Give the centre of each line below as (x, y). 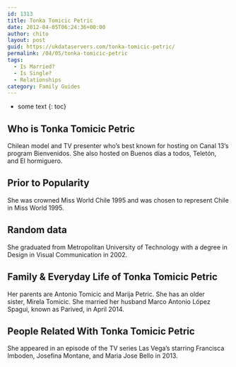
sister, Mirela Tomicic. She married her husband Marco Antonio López (109, 301)
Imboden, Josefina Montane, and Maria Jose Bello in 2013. (93, 356)
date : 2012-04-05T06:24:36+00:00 (57, 27)
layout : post (26, 40)
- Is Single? (33, 73)
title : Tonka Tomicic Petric (50, 21)
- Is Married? (34, 67)
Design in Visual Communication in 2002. (67, 254)
